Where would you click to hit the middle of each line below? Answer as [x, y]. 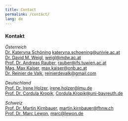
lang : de [14, 19]
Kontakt [15, 36]
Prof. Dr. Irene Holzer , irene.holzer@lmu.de [49, 88]
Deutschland [18, 82]
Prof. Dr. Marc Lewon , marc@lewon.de [44, 113]
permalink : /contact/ [27, 14]
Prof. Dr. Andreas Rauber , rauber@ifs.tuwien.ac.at [56, 63]
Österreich [16, 47]
